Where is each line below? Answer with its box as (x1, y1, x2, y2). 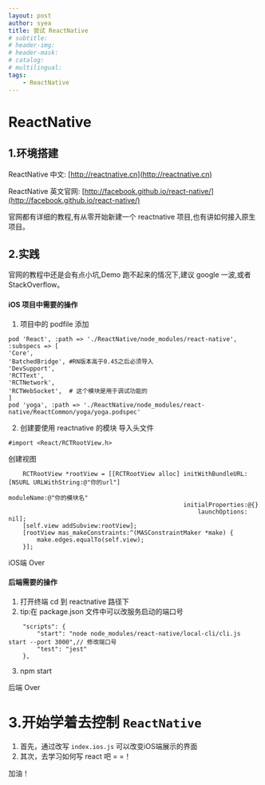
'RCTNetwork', (8, 379, 56, 387)
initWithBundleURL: (183, 470, 248, 478)
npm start (19, 666, 52, 676)
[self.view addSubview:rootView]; (22, 521, 137, 529)
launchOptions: (197, 508, 248, 516)
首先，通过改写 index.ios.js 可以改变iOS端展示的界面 (19, 741, 198, 751)
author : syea (8, 19, 52, 27)
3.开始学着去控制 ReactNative (8, 713, 202, 731)
